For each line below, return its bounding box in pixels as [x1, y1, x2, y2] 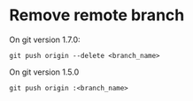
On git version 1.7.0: [9, 34, 81, 45]
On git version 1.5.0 [9, 67, 80, 77]
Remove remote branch [9, 5, 185, 25]
